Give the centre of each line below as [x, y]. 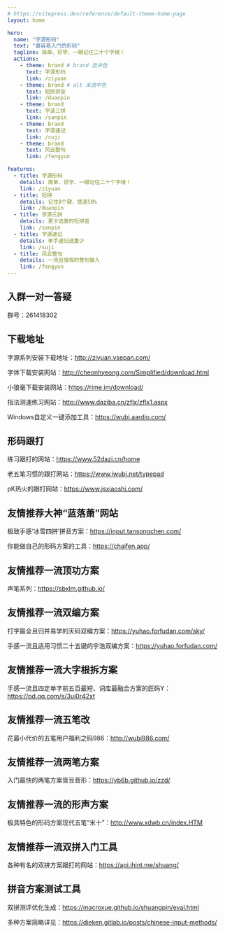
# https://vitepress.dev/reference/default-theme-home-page [97, 14]
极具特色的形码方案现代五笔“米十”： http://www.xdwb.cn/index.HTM [105, 822]
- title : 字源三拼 [38, 215]
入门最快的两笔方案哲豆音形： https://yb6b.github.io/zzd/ [89, 780]
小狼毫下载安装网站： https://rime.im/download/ [75, 387]
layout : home [26, 20]
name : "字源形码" [37, 39]
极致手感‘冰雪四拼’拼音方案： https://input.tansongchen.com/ [94, 531]
